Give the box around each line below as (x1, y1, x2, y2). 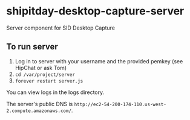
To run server (6, 42, 59, 52)
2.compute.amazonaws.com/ (6, 107, 71, 114)
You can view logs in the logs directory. (6, 89, 105, 96)
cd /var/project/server (15, 71, 76, 78)
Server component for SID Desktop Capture (6, 24, 116, 31)
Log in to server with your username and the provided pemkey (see (15, 57, 183, 65)
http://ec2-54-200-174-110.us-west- (74, 101, 166, 107)
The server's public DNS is (6, 100, 73, 107)
